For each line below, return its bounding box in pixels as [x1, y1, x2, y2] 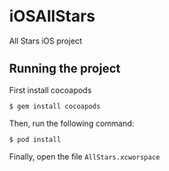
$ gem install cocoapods [9, 102, 101, 111]
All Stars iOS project [9, 35, 82, 46]
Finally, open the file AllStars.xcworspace [9, 151, 161, 161]
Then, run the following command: [9, 118, 134, 128]
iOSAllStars [9, 6, 96, 27]
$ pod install [9, 135, 62, 144]
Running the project [9, 61, 121, 76]
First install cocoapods [9, 84, 92, 95]
